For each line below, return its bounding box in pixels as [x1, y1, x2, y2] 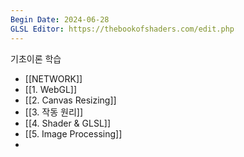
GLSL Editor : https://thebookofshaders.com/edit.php [10, 24, 235, 34]
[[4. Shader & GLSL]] [24, 117, 112, 129]
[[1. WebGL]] [24, 83, 78, 95]
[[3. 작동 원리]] [24, 106, 83, 118]
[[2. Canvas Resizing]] [24, 94, 117, 106]
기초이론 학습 [10, 52, 62, 65]
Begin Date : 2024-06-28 [10, 14, 110, 25]
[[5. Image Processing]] [24, 127, 123, 140]
